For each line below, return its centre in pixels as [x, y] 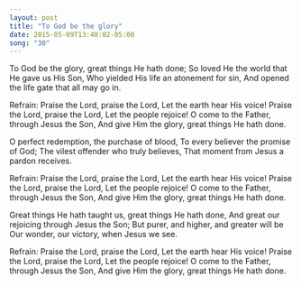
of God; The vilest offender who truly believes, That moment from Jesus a [146, 152]
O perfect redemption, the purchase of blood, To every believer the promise [150, 142]
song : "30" [30, 43]
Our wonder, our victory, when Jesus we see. [94, 234]
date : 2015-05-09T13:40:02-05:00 [72, 34]
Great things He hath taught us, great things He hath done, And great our [145, 215]
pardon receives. [41, 161]
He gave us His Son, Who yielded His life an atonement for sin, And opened [150, 78]
